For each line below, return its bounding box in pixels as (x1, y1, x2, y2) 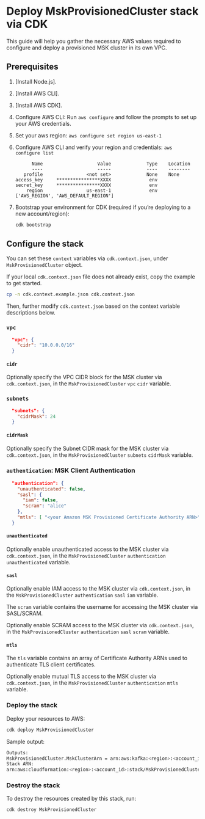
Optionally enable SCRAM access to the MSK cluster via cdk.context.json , (6, 622, 194, 629)
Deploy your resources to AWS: (6, 715, 85, 722)
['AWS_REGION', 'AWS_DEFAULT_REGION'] (15, 192, 114, 199)
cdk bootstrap (15, 222, 51, 228)
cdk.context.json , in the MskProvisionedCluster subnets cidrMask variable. (6, 451, 193, 459)
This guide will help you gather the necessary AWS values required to (6, 37, 181, 45)
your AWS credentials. (15, 120, 71, 127)
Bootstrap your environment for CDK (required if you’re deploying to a (15, 203, 191, 211)
